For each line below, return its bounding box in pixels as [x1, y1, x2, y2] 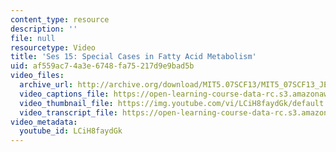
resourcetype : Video [10, 42, 97, 53]
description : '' [10, 24, 78, 34]
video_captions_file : [19, 89, 110, 99]
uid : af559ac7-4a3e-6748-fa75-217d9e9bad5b [10, 61, 195, 71]
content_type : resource [10, 14, 110, 25]
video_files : [10, 71, 65, 81]
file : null [10, 33, 56, 43]
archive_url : [19, 80, 74, 90]
